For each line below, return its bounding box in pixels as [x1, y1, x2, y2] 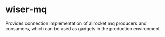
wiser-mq [5, 4, 47, 15]
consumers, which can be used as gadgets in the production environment [5, 25, 160, 31]
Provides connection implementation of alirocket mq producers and [5, 20, 147, 26]
